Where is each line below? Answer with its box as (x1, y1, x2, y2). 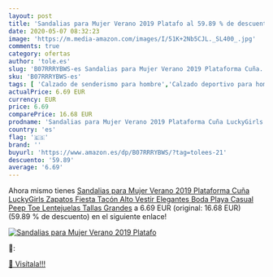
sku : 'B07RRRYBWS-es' (8, 73, 82, 81)
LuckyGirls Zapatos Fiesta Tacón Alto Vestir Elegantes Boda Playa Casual (8, 195, 254, 204)
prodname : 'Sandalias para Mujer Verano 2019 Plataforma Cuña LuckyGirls (8, 118, 264, 126)
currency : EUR (8, 95, 57, 103)
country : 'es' (8, 125, 57, 134)
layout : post (8, 11, 53, 20)
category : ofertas (8, 50, 71, 58)
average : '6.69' (8, 164, 63, 172)
